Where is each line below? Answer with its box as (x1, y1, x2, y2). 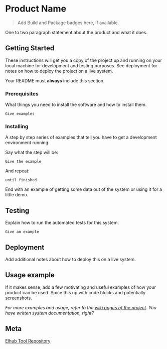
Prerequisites (5, 90, 39, 97)
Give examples (5, 111, 35, 117)
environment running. (5, 140, 50, 146)
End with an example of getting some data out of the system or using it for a (5, 186, 162, 192)
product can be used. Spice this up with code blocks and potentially (5, 289, 146, 295)
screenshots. (5, 295, 32, 301)
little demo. (5, 192, 29, 198)
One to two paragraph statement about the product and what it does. (5, 29, 148, 35)
